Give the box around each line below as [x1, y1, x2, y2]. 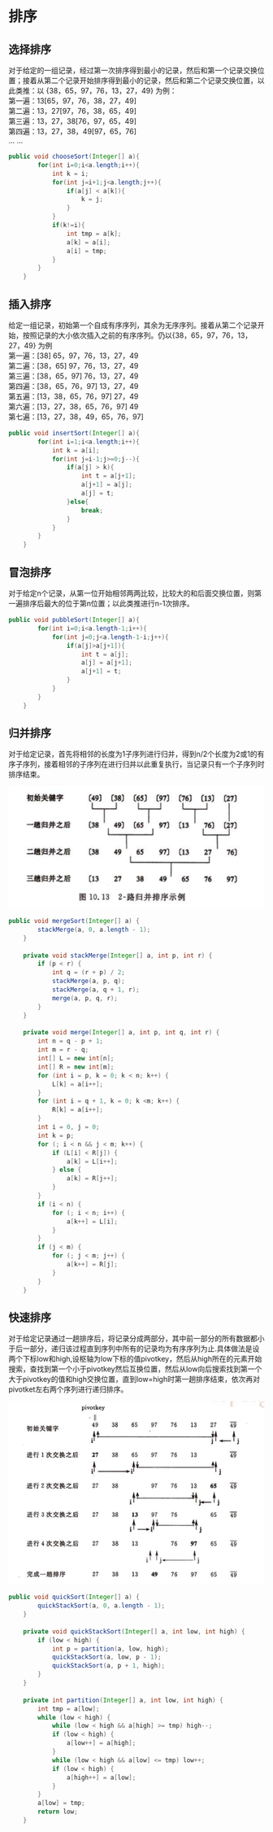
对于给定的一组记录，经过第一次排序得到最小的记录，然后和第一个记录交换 [8, 66, 258, 75]
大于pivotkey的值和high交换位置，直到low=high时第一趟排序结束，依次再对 [8, 1375, 260, 1384]
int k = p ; [37, 1131, 75, 1139]
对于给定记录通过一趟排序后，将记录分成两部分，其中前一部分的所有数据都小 [8, 1334, 265, 1344]
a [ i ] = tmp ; [66, 247, 107, 255]
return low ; [37, 1808, 79, 1816]
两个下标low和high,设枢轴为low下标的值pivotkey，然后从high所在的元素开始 [8, 1354, 262, 1364]
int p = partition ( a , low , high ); [51, 1645, 169, 1653]
